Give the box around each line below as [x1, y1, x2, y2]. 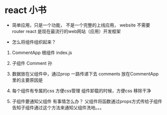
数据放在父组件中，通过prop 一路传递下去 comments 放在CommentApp [11, 70, 159, 76]
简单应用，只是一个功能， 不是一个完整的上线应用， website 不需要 [11, 22, 150, 28]
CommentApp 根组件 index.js [11, 49, 72, 55]
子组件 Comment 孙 [11, 60, 52, 66]
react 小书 [4, 4, 47, 16]
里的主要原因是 [11, 77, 43, 83]
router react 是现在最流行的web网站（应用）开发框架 [11, 28, 121, 34]
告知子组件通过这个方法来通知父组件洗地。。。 [11, 104, 104, 110]
